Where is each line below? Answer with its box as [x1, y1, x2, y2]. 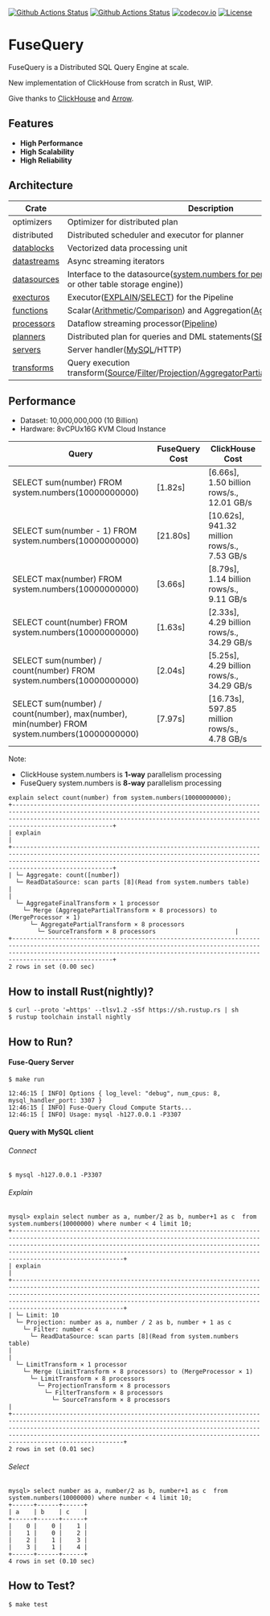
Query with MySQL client [8, 1127, 94, 1137]
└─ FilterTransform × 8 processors [43, 1388, 163, 1396]
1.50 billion [208, 477, 252, 489]
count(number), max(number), [12, 708, 128, 719]
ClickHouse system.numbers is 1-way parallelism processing [19, 769, 223, 780]
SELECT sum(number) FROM [12, 477, 123, 489]
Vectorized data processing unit [67, 242, 188, 254]
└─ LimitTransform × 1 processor [15, 1360, 128, 1368]
